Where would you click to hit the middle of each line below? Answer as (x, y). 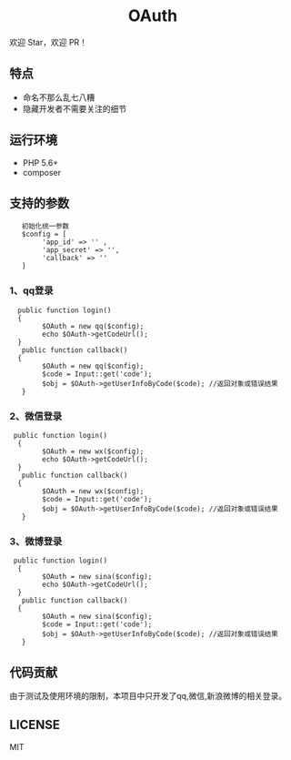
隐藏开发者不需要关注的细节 (75, 108)
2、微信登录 (36, 416)
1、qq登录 (31, 290)
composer (42, 172)
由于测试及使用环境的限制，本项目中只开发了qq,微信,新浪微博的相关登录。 (148, 696)
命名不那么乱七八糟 (59, 97)
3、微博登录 (36, 541)
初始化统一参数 (45, 227)
